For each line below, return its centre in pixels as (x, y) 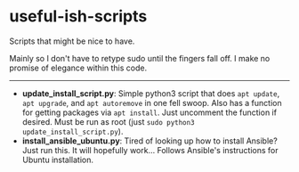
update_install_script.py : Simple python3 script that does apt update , (151, 93)
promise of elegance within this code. (78, 68)
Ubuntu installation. (58, 160)
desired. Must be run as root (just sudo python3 (108, 121)
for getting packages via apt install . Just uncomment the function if (149, 112)
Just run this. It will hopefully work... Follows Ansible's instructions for (150, 150)
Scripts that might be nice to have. (72, 41)
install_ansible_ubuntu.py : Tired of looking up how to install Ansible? (149, 141)
